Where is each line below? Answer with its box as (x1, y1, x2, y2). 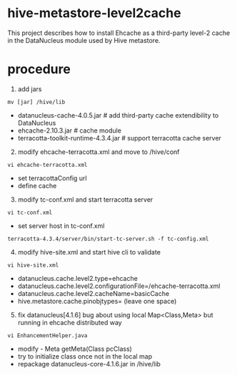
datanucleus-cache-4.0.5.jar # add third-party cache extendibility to (17, 111, 219, 119)
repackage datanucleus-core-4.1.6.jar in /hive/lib (17, 359, 161, 368)
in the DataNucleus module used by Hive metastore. (7, 36, 161, 44)
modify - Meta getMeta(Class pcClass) (17, 344, 132, 353)
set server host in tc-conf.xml (17, 221, 105, 230)
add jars (17, 84, 42, 93)
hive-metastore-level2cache (7, 5, 181, 21)
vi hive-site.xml (7, 262, 59, 269)
